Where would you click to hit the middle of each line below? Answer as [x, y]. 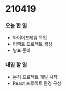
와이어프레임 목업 [30, 38]
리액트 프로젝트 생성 [32, 44]
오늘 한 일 [16, 26]
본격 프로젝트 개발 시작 [35, 77]
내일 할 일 [16, 65]
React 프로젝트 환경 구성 [37, 83]
